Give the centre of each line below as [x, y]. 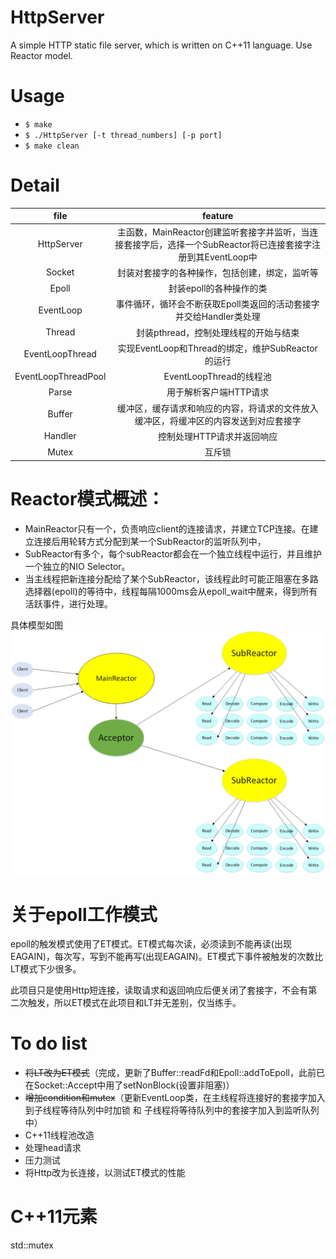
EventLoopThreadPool [60, 376]
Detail [35, 185]
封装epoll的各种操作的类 [218, 288]
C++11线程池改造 [59, 1135]
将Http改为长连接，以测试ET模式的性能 [105, 1173]
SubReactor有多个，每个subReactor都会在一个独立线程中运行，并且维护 [173, 553]
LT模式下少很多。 [46, 969]
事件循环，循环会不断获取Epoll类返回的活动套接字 [217, 304]
